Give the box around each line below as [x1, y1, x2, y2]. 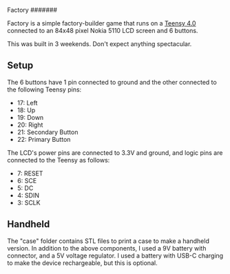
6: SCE [17, 176, 37, 185]
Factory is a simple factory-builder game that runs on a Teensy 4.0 [7, 19, 196, 27]
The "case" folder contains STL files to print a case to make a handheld [7, 237, 210, 245]
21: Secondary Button [17, 127, 79, 136]
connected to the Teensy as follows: [7, 156, 110, 164]
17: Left [17, 98, 38, 107]
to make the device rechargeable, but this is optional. [7, 258, 158, 267]
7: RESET [17, 169, 43, 178]
